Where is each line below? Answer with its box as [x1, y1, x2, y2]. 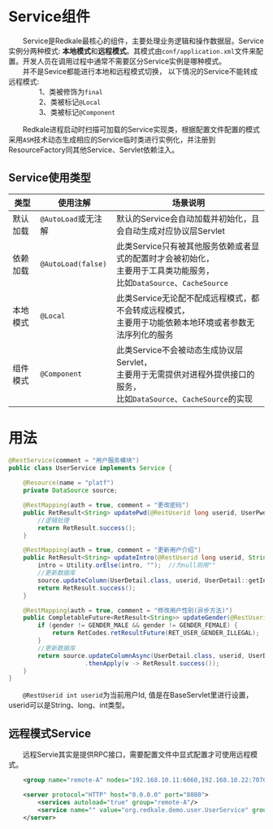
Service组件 [8, 7, 91, 26]
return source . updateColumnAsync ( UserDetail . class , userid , [37, 651, 245, 660]
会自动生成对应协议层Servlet [116, 225, 225, 236]
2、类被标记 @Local [38, 97, 102, 107]
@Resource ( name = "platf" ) [23, 479, 115, 487]
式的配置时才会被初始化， [116, 252, 214, 264]
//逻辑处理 [37, 516, 70, 524]
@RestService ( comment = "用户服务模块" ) [8, 456, 140, 464]
